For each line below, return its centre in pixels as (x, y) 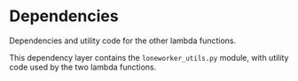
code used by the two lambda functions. (83, 67)
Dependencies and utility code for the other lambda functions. (123, 40)
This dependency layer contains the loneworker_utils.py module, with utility (149, 57)
